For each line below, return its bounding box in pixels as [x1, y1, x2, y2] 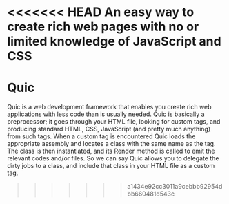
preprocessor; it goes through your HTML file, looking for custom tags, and [7, 118, 221, 126]
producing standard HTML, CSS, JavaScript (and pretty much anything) [7, 125, 211, 133]
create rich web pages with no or [7, 19, 199, 35]
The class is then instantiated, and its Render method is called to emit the [7, 147, 215, 156]
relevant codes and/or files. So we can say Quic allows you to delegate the [7, 154, 219, 163]
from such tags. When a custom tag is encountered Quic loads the [7, 132, 196, 140]
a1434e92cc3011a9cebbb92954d [127, 183, 223, 191]
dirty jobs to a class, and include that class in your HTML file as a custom [7, 162, 215, 170]
